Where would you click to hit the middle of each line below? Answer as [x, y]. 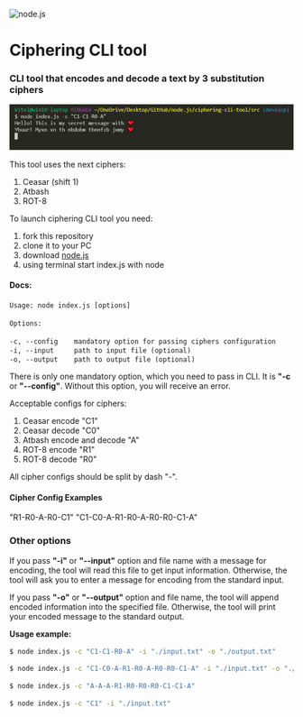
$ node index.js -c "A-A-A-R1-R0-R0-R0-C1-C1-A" [102, 686]
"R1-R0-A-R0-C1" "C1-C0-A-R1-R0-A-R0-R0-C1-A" [104, 518]
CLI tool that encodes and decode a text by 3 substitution [137, 78]
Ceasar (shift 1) [50, 181]
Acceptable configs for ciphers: [68, 403]
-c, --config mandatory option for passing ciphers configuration [143, 342]
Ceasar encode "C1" [60, 421]
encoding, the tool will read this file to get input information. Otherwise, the [148, 570]
